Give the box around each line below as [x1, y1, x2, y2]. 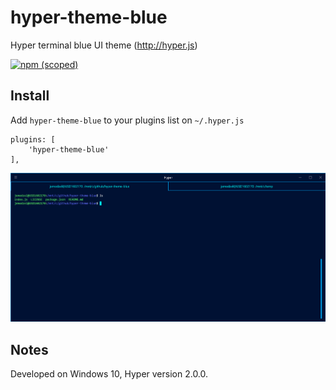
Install [10, 87, 50, 105]
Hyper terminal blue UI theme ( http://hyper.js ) [10, 39, 198, 51]
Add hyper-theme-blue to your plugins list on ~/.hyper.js [10, 114, 245, 126]
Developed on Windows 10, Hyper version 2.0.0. [10, 368, 209, 380]
